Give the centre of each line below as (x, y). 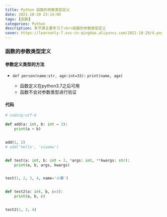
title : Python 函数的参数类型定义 (38, 10)
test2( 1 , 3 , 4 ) (21, 210)
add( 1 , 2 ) (15, 142)
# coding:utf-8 (21, 115)
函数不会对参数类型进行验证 (48, 92)
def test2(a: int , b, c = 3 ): (34, 192)
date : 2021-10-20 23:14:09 (33, 14)
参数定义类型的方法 (25, 64)
